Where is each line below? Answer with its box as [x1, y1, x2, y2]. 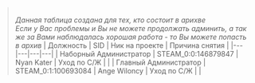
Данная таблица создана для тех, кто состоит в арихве [14, 15, 206, 25]
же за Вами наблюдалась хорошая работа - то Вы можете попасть [14, 32, 247, 41]
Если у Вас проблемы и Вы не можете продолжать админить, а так [14, 24, 247, 33]
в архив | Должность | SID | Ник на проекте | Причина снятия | [14, 41, 229, 50]
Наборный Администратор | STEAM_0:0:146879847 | [59, 49, 239, 58]
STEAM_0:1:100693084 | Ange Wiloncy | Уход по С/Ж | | [14, 66, 202, 75]
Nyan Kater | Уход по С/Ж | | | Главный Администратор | [14, 57, 206, 67]
